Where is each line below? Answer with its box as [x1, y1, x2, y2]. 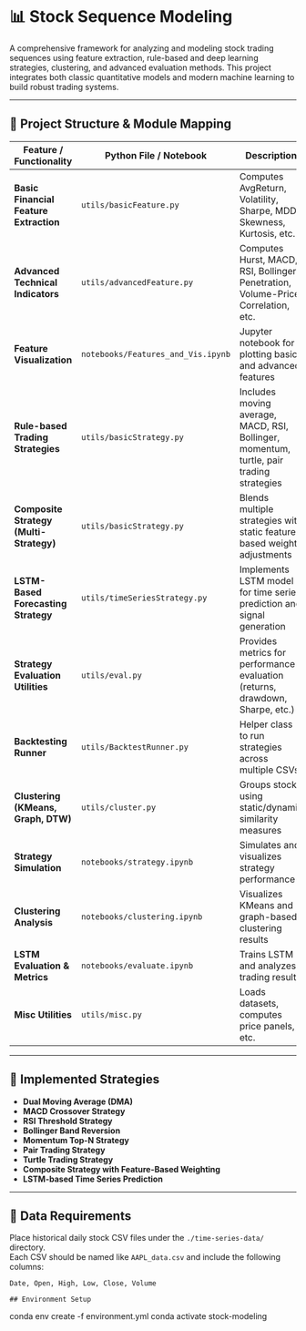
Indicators [14, 287, 59, 300]
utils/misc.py [80, 1009, 143, 1019]
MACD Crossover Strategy [22, 1105, 126, 1116]
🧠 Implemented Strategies [9, 1071, 160, 1088]
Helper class [239, 718, 293, 731]
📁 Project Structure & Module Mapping [9, 117, 232, 132]
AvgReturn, [239, 181, 287, 194]
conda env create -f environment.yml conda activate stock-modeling [9, 1311, 268, 1322]
